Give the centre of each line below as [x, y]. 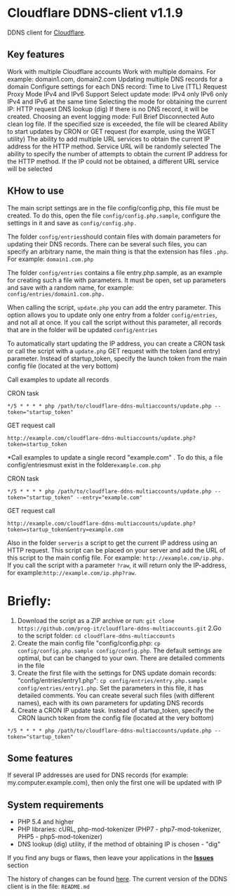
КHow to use [36, 191]
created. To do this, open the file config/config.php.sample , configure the [114, 215]
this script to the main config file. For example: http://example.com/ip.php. [116, 557]
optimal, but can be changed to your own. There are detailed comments [121, 658]
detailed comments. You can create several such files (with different [116, 695]
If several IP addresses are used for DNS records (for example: [98, 775]
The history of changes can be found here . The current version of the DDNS [117, 879]
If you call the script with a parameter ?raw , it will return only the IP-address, [117, 565]
